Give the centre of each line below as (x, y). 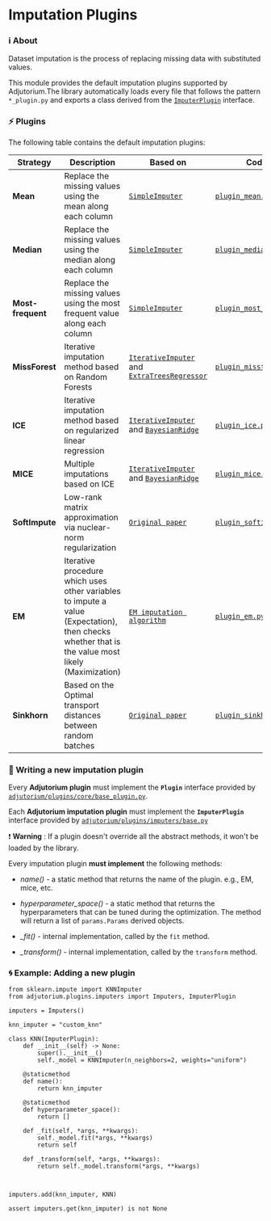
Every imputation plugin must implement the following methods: (116, 864)
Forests (78, 387)
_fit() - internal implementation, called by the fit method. (115, 937)
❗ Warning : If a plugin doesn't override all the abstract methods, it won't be (134, 836)
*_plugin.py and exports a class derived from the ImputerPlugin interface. (132, 100)
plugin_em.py (240, 616)
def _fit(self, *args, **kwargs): (81, 1131)
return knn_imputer (70, 1088)
